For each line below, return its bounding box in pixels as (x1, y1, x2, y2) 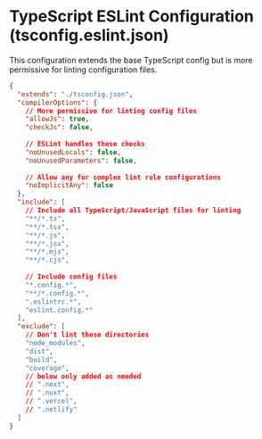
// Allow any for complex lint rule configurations (25, 172, 221, 182)
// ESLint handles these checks (25, 140, 145, 149)
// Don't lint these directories (25, 330, 150, 340)
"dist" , (25, 346, 53, 356)
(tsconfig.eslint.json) (9, 25, 169, 46)
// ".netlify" (25, 405, 78, 414)
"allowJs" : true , (25, 114, 90, 124)
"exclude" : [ (17, 322, 66, 331)
